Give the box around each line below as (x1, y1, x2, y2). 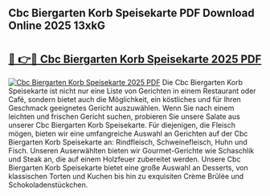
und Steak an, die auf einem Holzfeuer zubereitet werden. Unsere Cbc (8, 154, 241, 164)
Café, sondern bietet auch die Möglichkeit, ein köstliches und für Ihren (8, 95, 241, 104)
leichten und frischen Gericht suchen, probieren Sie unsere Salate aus (8, 112, 241, 121)
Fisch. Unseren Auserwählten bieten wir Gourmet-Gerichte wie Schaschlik (8, 146, 255, 155)
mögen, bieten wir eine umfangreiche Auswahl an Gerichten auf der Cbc (8, 129, 248, 138)
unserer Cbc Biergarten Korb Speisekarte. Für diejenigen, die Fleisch (8, 120, 235, 129)
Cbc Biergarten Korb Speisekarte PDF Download (8, 6, 255, 20)
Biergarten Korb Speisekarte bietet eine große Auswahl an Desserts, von (8, 163, 248, 172)
